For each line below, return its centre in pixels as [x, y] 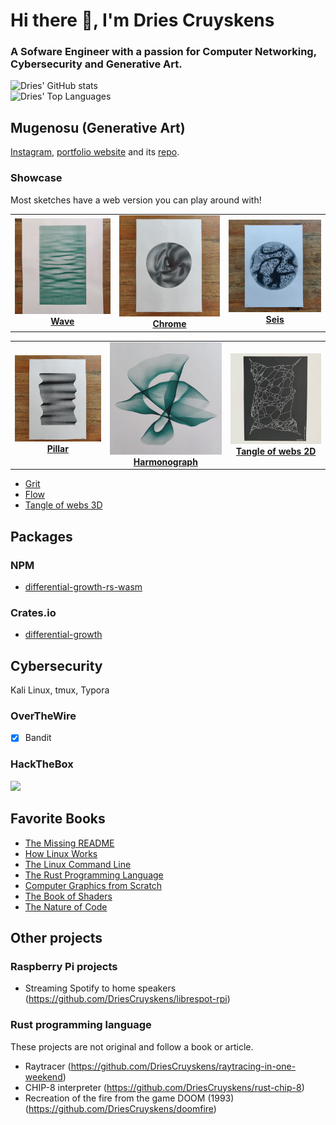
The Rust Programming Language [94, 875]
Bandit [38, 738]
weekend [43, 1076]
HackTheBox [42, 764]
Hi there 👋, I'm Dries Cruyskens [142, 20]
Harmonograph [165, 461]
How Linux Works [61, 853]
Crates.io [33, 612]
